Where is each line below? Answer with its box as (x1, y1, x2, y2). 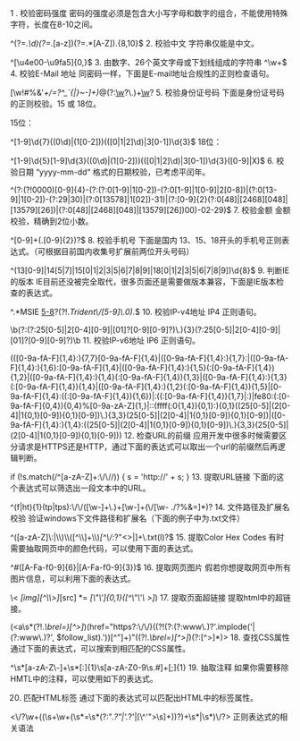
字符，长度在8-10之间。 (10, 19, 97, 30)
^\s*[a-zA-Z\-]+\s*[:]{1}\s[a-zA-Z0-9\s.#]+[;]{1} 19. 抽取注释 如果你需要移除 (10, 662, 289, 673)
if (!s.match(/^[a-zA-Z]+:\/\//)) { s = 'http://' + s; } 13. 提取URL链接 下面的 (10, 472, 277, 481)
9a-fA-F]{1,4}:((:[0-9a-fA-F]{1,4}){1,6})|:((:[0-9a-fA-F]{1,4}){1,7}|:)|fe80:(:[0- (10, 391, 291, 401)
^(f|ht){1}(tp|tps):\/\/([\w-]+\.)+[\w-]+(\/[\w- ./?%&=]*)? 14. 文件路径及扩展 (10, 502, 282, 512)
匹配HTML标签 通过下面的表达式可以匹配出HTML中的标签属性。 (22, 693, 258, 703)
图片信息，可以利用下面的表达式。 (10, 574, 136, 583)
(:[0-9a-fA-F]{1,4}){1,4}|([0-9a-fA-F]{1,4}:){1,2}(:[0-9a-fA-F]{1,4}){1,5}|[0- (10, 381, 282, 392)
